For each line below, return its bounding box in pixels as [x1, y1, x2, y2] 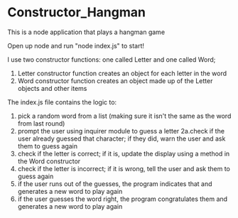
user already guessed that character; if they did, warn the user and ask [17, 134, 226, 143]
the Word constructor [17, 157, 81, 165]
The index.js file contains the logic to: [7, 97, 117, 107]
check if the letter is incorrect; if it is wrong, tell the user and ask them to [17, 164, 231, 173]
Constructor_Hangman [7, 4, 146, 21]
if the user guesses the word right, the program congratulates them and [17, 195, 228, 203]
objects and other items [17, 84, 87, 92]
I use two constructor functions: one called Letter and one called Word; [7, 55, 216, 64]
